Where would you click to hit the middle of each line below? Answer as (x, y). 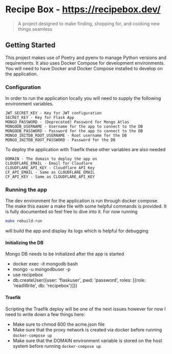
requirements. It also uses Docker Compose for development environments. (85, 63)
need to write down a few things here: (45, 314)
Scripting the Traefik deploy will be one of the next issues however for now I (85, 309)
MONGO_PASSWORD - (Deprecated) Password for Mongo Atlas (67, 122)
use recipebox (28, 275)
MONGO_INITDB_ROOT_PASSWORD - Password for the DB (60, 140)
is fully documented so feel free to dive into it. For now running (71, 212)
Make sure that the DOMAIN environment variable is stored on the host (87, 340)
